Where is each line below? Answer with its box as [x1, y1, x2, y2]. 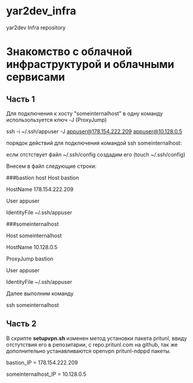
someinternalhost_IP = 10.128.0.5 [6, 370, 86, 378]
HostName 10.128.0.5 [6, 243, 58, 250]
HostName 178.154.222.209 [6, 185, 74, 192]
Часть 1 [6, 94, 35, 104]
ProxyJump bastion [6, 255, 54, 262]
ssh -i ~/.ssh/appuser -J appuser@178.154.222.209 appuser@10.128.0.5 [6, 127, 183, 135]
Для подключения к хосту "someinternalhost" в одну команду [6, 109, 163, 117]
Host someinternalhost [6, 232, 62, 239]
